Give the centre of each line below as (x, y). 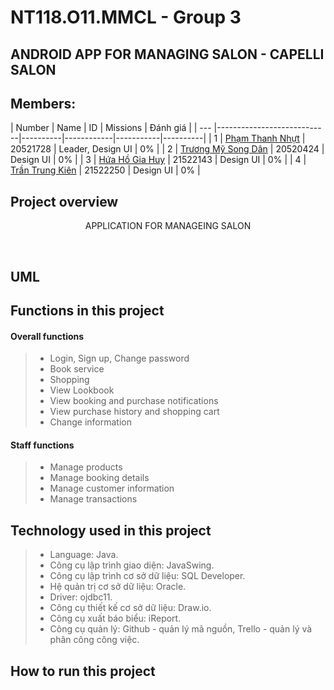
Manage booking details (99, 478)
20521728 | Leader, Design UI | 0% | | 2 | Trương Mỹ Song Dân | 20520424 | (167, 149)
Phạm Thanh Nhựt (262, 138)
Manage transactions (93, 499)
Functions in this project (87, 310)
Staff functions (42, 445)
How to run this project (83, 671)
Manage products (86, 467)
